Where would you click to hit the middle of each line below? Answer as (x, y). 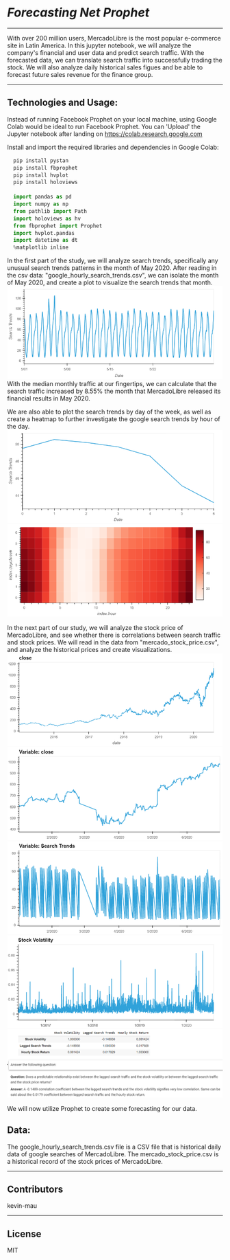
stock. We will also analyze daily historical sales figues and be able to (105, 67)
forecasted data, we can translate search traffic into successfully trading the (115, 60)
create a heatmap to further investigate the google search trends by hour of (114, 419)
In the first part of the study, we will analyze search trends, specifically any (113, 261)
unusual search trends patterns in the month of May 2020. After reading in (112, 268)
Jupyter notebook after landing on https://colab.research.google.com (105, 134)
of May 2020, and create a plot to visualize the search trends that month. (110, 282)
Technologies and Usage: (63, 103)
